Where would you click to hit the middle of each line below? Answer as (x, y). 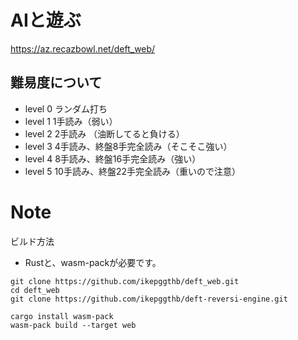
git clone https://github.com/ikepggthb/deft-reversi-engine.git (149, 299)
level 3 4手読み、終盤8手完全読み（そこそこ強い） (128, 146)
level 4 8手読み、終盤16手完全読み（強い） (113, 158)
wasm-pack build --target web (73, 325)
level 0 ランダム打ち (66, 108)
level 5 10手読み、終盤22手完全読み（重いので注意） (133, 171)
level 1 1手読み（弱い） (71, 121)
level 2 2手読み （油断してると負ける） (104, 133)
